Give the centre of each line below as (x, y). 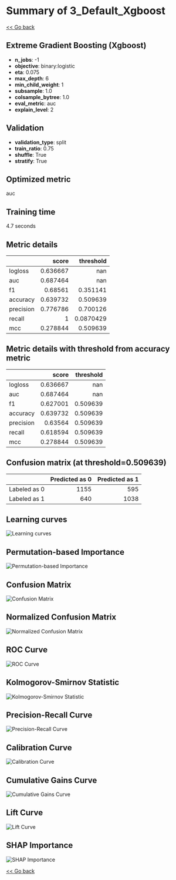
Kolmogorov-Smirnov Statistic (63, 682)
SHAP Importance (40, 846)
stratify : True (31, 161)
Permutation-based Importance (65, 552)
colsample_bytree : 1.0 (42, 97)
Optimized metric (39, 179)
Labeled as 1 (27, 498)
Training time (31, 212)
